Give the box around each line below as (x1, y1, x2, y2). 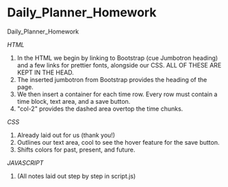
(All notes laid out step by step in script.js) (16, 172, 136, 180)
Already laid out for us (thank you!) (16, 131, 115, 139)
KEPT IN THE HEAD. (16, 68, 74, 76)
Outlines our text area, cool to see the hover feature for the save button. (16, 138, 220, 146)
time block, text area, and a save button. (16, 97, 131, 105)
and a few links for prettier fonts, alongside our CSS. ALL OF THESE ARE (16, 61, 222, 69)
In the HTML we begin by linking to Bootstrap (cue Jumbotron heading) (16, 53, 218, 62)
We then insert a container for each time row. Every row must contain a (16, 90, 218, 98)
